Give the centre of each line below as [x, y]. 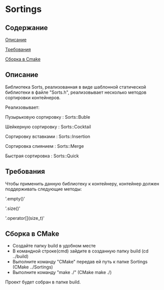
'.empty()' [15, 198]
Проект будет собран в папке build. [43, 282]
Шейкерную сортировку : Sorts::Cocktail [48, 127]
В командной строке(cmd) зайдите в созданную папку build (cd [80, 251]
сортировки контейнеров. [33, 97]
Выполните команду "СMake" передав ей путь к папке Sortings [80, 262]
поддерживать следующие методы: [43, 189]
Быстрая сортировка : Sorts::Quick [42, 156]
